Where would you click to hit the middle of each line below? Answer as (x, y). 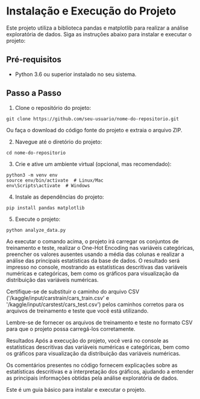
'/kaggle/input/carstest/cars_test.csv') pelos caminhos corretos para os (95, 304)
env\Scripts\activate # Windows (48, 185)
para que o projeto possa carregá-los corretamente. (71, 329)
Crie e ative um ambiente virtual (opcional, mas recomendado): (93, 164)
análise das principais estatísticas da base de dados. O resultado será (93, 260)
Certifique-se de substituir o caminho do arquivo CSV (73, 292)
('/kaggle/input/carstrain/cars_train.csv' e (58, 298)
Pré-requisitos (34, 59)
